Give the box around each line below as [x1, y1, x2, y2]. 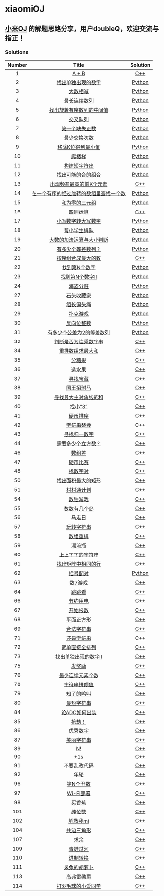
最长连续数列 [64, 97, 94, 104]
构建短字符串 [64, 162, 94, 169]
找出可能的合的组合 [56, 171, 101, 178]
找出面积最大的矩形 [56, 477, 101, 484]
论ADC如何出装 [61, 709, 97, 716]
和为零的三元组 [61, 199, 96, 206]
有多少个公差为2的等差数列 [47, 329, 110, 336]
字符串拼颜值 [64, 681, 94, 688]
